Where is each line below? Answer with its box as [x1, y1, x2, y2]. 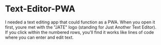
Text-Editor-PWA [5, 3, 76, 14]
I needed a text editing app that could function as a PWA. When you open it [5, 19, 155, 25]
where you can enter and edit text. [5, 34, 74, 40]
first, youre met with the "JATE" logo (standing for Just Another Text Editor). [5, 24, 157, 30]
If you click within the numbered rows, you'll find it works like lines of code [5, 29, 154, 35]
